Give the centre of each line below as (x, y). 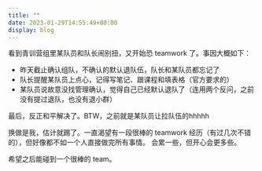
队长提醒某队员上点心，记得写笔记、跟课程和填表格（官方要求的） (126, 80)
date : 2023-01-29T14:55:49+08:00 (63, 23)
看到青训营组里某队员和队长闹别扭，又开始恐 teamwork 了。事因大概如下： (130, 53)
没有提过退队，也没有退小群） (68, 100)
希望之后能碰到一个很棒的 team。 (62, 159)
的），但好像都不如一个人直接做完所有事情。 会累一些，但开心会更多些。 (125, 143)
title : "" (24, 15)
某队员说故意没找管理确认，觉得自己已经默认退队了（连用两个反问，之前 (137, 89)
